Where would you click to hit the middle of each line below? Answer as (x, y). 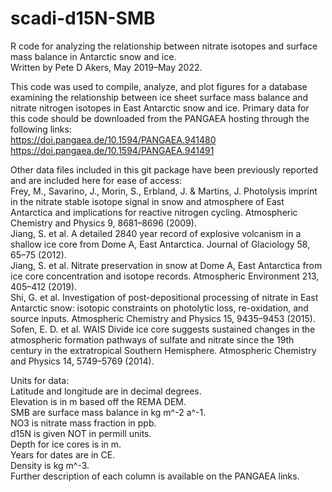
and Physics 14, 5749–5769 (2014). (82, 361)
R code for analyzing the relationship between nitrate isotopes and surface (164, 46)
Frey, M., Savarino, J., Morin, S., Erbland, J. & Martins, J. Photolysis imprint (164, 191)
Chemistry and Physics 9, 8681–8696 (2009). (103, 223)
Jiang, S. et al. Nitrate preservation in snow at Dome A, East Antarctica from (166, 265)
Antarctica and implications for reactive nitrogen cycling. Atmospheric (154, 212)
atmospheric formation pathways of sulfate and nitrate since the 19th (152, 339)
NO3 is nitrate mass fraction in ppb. (83, 423)
